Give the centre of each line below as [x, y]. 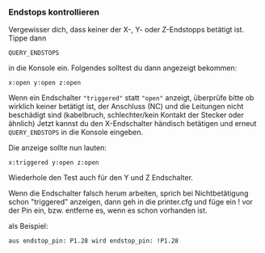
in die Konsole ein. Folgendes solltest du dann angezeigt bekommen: [123, 68]
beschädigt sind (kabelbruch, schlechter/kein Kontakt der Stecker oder [126, 115]
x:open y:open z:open [45, 83]
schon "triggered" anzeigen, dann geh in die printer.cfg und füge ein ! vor [130, 202]
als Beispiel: [28, 226]
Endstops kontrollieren [54, 12]
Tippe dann [27, 38]
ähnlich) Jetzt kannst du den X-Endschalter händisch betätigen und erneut [132, 124]
